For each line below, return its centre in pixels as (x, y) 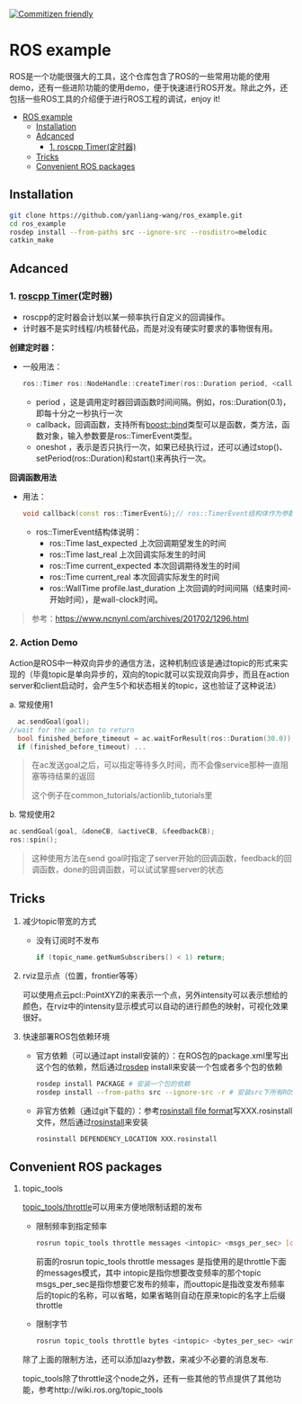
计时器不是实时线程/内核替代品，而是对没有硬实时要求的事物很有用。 (150, 328)
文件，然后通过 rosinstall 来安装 (92, 1121)
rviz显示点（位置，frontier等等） (82, 976)
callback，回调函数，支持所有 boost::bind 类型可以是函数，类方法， (159, 424)
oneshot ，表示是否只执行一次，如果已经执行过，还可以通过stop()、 (161, 446)
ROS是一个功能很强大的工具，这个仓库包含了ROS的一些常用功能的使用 (140, 76)
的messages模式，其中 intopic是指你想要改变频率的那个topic (148, 1273)
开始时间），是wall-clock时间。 (106, 599)
